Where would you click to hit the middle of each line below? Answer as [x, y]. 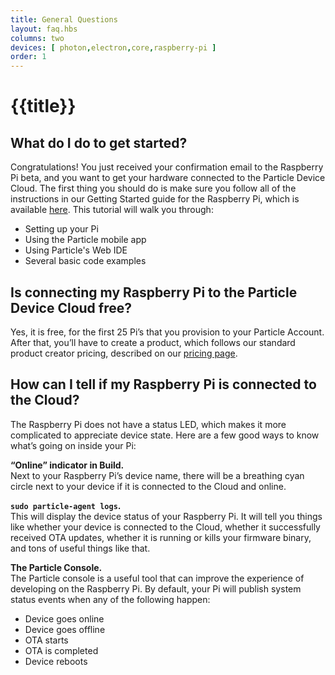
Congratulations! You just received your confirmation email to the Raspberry [167, 167]
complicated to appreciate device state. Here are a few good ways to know [165, 435]
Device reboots [56, 661]
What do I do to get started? [99, 142]
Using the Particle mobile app [85, 240]
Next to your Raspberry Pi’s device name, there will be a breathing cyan [157, 475]
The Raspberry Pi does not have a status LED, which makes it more [148, 424]
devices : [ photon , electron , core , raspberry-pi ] [113, 47]
